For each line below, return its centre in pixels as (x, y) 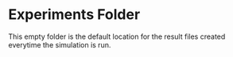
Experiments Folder (74, 15)
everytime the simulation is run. (60, 44)
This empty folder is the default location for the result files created (117, 36)
